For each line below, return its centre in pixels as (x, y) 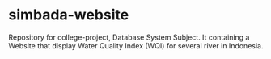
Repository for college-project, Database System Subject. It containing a (129, 37)
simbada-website (69, 15)
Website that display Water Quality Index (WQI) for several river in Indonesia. (136, 45)
